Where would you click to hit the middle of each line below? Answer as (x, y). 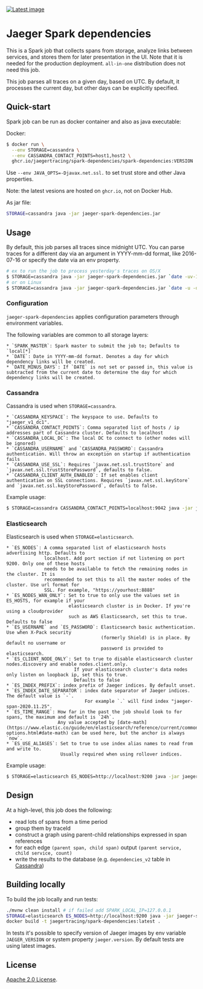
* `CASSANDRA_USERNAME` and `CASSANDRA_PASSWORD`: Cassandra (85, 449)
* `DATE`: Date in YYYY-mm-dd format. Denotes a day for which (88, 356)
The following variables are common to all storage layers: (78, 335)
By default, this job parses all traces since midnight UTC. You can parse (95, 247)
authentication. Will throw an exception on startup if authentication (98, 454)
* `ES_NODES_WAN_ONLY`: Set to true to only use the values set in (93, 596)
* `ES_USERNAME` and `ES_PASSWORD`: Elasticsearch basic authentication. (101, 627)
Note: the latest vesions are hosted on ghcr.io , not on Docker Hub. (89, 191)
